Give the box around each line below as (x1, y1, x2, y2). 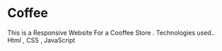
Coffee (7, 5, 48, 21)
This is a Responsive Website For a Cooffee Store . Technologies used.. (7, 28, 216, 37)
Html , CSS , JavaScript (7, 35, 76, 44)
